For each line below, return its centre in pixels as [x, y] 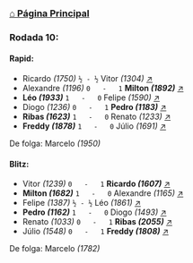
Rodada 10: [34, 37]
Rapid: [22, 59]
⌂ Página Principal [49, 13]
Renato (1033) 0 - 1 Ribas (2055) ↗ [97, 222]
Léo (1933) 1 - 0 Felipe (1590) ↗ [91, 98]
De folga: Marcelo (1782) [55, 249]
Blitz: [19, 164]
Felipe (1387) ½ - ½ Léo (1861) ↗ [82, 203]
